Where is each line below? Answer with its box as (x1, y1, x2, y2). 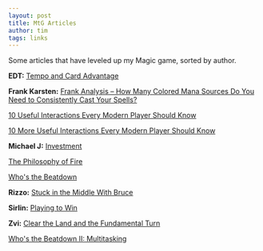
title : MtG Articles (8, 19, 78, 27)
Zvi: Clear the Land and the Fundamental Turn (8, 218, 161, 228)
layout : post (8, 11, 52, 20)
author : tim (8, 26, 48, 34)
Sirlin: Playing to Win (8, 203, 78, 213)
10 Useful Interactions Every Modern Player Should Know (8, 111, 197, 120)
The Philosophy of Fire (8, 157, 83, 167)
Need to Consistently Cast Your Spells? (8, 95, 137, 104)
